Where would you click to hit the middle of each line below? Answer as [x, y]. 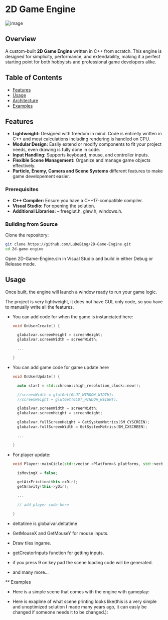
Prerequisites [22, 190]
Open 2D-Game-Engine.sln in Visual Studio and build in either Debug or [79, 258]
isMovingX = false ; [38, 473]
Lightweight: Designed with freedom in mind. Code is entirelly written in [87, 134]
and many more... [31, 572]
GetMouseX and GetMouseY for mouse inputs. [60, 533]
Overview [21, 39]
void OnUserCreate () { [36, 326]
